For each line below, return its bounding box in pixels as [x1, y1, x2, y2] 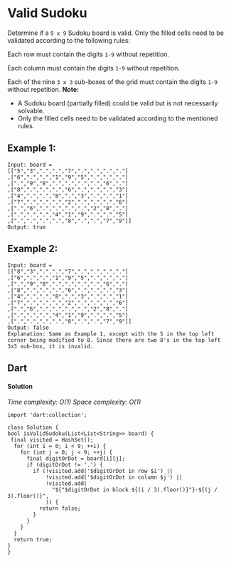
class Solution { [7, 424, 59, 432]
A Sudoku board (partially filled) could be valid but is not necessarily [17, 98, 218, 108]
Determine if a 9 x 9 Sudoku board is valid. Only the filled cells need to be [7, 28, 224, 37]
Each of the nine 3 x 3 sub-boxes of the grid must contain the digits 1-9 [7, 77, 218, 86]
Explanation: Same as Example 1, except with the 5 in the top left [7, 330, 215, 338]
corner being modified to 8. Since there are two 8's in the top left [7, 336, 221, 343]
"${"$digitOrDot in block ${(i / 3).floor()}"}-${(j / [52, 486, 218, 494]
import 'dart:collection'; [7, 412, 87, 419]
